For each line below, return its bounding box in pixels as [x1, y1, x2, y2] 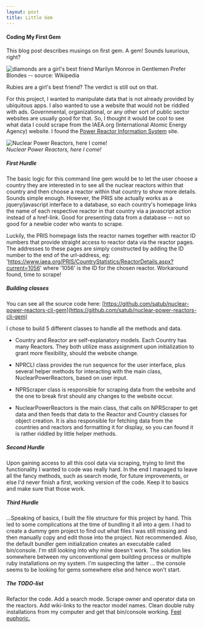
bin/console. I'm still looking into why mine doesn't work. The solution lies [6, 547, 191, 554]
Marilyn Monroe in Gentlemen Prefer [95, 65, 186, 72]
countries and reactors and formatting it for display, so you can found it [15, 423, 194, 430]
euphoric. [6, 615, 30, 622]
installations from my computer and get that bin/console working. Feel [6, 608, 182, 615]
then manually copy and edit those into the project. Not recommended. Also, [6, 533, 197, 541]
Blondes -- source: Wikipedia [6, 71, 80, 79]
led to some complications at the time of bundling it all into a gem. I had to [6, 520, 191, 528]
